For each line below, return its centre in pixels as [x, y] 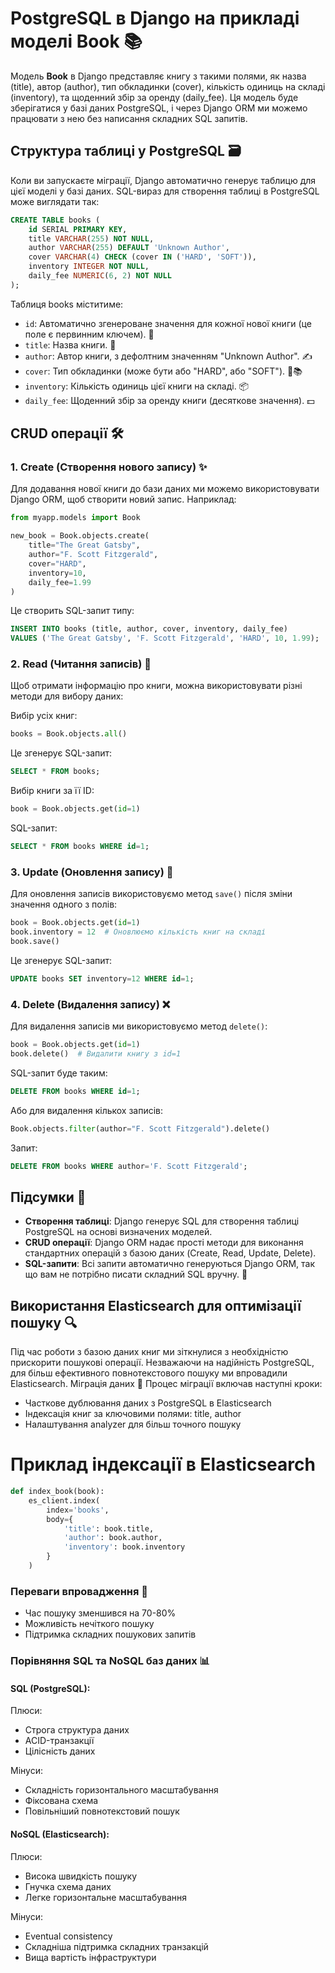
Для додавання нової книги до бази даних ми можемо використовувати [165, 489]
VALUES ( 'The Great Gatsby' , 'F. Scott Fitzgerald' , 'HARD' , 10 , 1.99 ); [165, 638]
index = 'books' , [78, 1510]
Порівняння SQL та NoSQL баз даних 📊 [110, 1661]
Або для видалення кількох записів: [87, 1110]
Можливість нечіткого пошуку [89, 1624]
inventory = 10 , [57, 573]
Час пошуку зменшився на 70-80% [100, 1613]
